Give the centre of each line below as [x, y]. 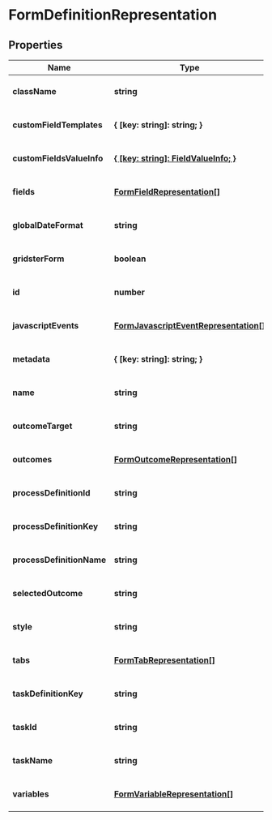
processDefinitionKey [55, 526]
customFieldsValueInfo [58, 158]
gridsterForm [38, 259]
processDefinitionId [51, 493]
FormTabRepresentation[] [165, 660]
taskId [25, 727]
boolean [130, 259]
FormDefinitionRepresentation [113, 15]
